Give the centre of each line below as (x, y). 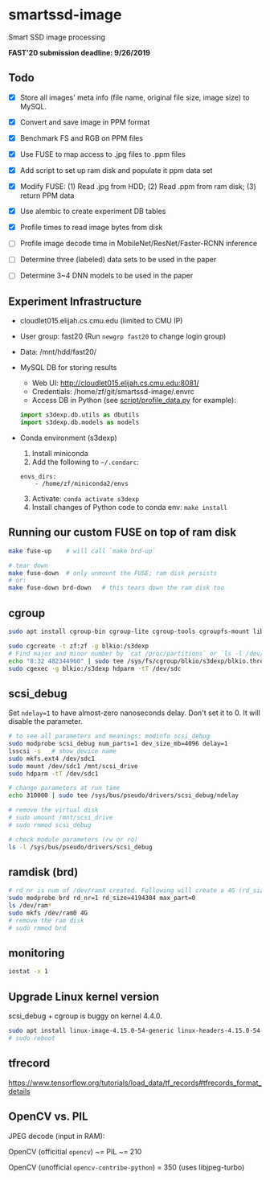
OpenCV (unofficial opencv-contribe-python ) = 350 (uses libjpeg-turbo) (127, 1167)
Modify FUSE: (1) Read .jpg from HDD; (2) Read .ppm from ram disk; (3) (138, 187)
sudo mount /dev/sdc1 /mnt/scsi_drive (73, 766)
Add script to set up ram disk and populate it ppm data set (116, 170)
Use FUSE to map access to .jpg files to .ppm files (103, 154)
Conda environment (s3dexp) (69, 438)
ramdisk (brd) (43, 872)
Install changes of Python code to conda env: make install (129, 507)
